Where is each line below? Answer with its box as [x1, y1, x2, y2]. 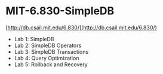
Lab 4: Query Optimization [14, 54, 79, 61]
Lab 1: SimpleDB [14, 35, 54, 42]
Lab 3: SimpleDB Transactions [14, 48, 89, 55]
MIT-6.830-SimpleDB [5, 4, 115, 18]
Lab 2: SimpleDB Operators [14, 42, 82, 49]
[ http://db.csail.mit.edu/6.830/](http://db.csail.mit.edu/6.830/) [5, 24, 158, 31]
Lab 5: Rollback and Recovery [14, 61, 88, 68]
